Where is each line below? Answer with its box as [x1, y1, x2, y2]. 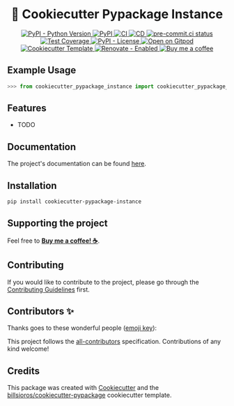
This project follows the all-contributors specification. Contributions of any [7, 338, 221, 346]
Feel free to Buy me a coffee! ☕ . [7, 236, 100, 245]
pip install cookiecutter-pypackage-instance [7, 198, 141, 205]
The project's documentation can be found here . [7, 160, 146, 168]
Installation [7, 179, 57, 191]
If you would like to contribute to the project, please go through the [7, 278, 200, 286]
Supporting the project [7, 218, 108, 230]
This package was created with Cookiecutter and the [7, 384, 159, 392]
